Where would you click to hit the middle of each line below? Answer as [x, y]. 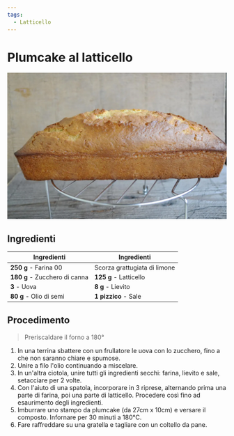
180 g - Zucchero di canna [49, 277]
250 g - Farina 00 [36, 267]
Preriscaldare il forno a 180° [64, 337]
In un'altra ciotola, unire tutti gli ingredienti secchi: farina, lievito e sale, [118, 373]
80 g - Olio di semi [37, 297]
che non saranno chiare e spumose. [69, 358]
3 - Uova [23, 287]
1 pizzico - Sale [118, 297]
